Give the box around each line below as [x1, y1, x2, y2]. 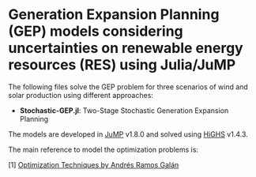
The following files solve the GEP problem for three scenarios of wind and [8, 81, 249, 92]
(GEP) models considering [8, 22, 183, 40]
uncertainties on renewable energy [8, 40, 243, 57]
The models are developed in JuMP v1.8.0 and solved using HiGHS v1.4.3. [8, 129, 249, 139]
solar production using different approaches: [8, 90, 154, 100]
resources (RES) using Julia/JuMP [8, 56, 236, 74]
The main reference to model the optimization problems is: [8, 145, 199, 154]
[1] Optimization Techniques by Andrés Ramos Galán [8, 160, 179, 169]
